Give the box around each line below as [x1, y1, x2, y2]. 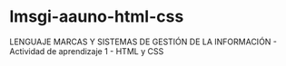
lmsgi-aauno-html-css [9, 6, 184, 27]
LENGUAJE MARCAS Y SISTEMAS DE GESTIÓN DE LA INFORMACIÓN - [9, 36, 278, 47]
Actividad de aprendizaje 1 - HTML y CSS [9, 45, 164, 56]
